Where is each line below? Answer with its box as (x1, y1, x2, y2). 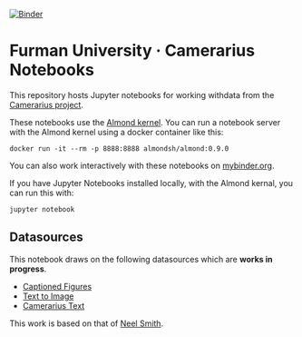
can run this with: (9, 187, 74, 198)
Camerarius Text (22, 300, 85, 311)
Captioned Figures (22, 281, 93, 292)
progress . (9, 263, 47, 274)
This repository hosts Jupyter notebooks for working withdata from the (9, 89, 275, 100)
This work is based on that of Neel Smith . (9, 318, 164, 329)
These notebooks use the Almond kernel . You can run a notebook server (9, 116, 281, 127)
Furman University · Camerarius (9, 41, 256, 61)
